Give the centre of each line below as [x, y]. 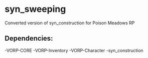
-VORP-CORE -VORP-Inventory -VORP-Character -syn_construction [74, 50]
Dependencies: [29, 38]
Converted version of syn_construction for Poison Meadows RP [70, 23]
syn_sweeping [35, 9]
